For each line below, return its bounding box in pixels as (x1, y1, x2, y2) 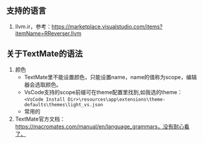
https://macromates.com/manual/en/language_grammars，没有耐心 (15, 122, 185, 130)
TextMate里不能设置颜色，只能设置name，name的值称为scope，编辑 (24, 73, 197, 80)
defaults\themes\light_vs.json (24, 101, 104, 107)
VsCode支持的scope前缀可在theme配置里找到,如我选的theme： (24, 88, 183, 95)
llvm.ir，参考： (15, 23, 52, 30)
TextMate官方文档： (15, 115, 65, 122)
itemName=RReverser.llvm (15, 30, 82, 37)
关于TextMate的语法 (6, 49, 83, 59)
